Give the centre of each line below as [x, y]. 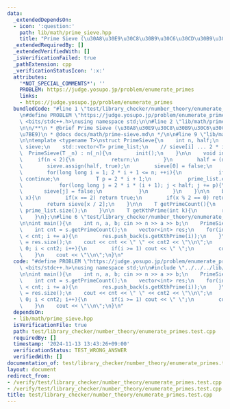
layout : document [32, 369]
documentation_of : [33, 363]
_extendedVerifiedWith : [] [52, 52]
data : [15, 13]
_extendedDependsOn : [42, 20]
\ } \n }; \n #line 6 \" [53, 217]
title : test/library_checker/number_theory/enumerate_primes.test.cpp [110, 395]
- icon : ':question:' [44, 26]
